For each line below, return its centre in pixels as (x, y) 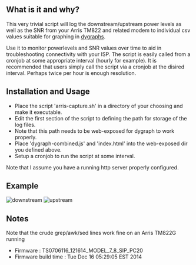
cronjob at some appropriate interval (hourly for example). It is (82, 60)
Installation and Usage (48, 92)
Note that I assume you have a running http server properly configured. (92, 167)
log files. (25, 125)
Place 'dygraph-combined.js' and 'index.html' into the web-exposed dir (101, 143)
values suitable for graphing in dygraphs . (56, 36)
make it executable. (38, 112)
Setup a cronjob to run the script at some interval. (75, 156)
